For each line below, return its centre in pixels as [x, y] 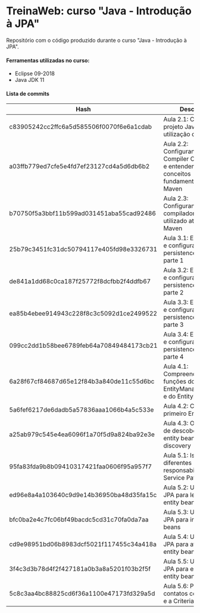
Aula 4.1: [176, 367]
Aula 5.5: [176, 562]
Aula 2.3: [176, 198]
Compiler [176, 159]
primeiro [175, 413]
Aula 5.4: [176, 537]
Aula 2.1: [176, 119]
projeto [173, 127]
